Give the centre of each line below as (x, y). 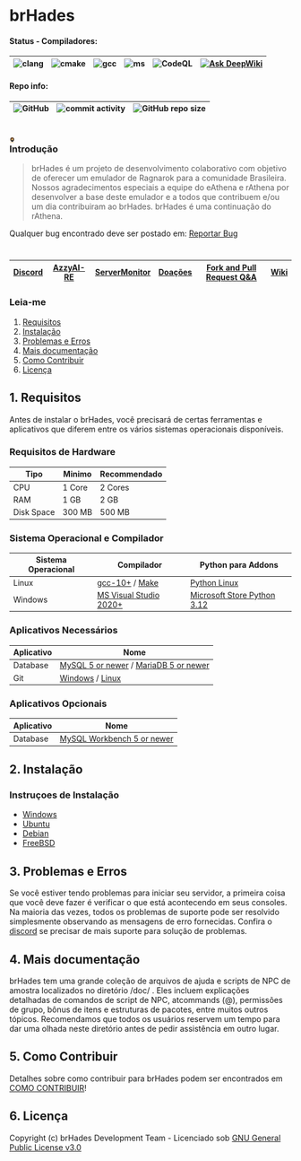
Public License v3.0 (46, 1147)
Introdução (34, 149)
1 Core (75, 487)
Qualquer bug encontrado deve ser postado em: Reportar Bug (124, 233)
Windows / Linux (90, 677)
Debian (35, 834)
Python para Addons (239, 564)
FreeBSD (39, 843)
